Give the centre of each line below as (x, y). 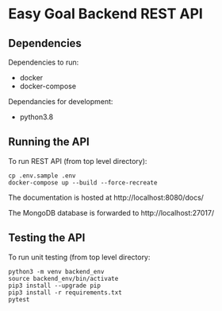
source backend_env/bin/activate (63, 278)
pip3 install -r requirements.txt (65, 292)
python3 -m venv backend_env (56, 271)
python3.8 (36, 117)
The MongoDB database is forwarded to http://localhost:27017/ (111, 212)
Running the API (49, 142)
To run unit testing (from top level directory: (79, 257)
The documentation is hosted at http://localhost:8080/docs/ (106, 197)
